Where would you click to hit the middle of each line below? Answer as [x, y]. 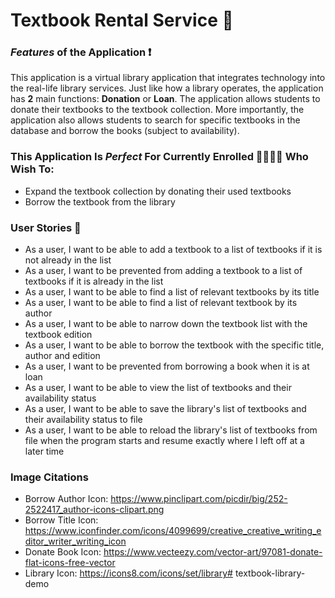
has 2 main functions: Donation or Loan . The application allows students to [165, 99]
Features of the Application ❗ [81, 52]
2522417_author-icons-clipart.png [94, 510]
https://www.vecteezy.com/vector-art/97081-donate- [213, 552]
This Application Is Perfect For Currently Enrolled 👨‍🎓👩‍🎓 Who [159, 157]
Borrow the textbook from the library [100, 201]
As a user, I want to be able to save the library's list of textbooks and [165, 409]
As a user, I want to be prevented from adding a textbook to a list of [163, 271]
